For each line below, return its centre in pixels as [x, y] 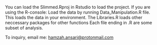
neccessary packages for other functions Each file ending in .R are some [78, 22]
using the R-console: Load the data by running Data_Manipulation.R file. [78, 12]
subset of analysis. [24, 28]
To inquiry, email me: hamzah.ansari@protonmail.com [59, 37]
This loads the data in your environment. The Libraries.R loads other [74, 17]
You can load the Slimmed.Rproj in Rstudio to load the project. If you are [78, 7]
